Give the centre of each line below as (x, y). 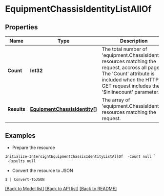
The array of (116, 100)
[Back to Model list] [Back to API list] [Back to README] (61, 189)
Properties (21, 27)
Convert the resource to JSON (42, 171)
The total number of (124, 49)
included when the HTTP (130, 80)
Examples (20, 136)
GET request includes (126, 86)
